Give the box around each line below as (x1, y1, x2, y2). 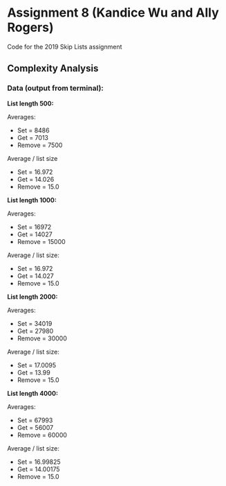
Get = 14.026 (17, 175, 55, 183)
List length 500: (7, 99, 54, 107)
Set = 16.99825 (17, 458, 61, 466)
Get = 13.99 (17, 368, 50, 376)
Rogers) (7, 19, 54, 35)
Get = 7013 (17, 133, 48, 141)
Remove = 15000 (17, 237, 66, 245)
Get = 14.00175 (17, 465, 60, 473)
